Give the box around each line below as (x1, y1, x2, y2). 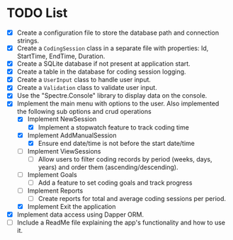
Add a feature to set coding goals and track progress (38, 178, 193, 187)
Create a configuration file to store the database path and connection (16, 28, 220, 37)
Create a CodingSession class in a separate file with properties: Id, (16, 44, 209, 52)
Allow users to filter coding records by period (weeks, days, (38, 154, 212, 164)
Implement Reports (27, 186, 84, 195)
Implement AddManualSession (27, 131, 118, 139)
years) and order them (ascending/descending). (38, 163, 178, 171)
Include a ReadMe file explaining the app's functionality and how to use (16, 218, 226, 227)
